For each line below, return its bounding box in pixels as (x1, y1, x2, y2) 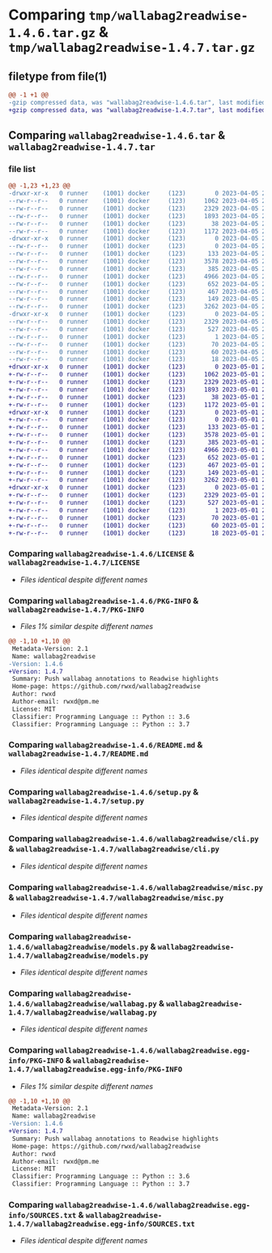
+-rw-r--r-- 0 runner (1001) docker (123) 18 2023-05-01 (8, 529, 259, 537)
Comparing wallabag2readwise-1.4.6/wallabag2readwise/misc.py (8, 882, 263, 893)
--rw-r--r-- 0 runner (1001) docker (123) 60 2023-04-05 (8, 347, 259, 356)
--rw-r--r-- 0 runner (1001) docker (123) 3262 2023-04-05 (8, 303, 259, 311)
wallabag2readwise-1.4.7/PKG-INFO (8, 605, 144, 614)
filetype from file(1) (8, 69, 108, 83)
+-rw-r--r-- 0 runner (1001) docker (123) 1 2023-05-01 (8, 506, 259, 515)
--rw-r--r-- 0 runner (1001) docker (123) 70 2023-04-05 (8, 340, 259, 348)
